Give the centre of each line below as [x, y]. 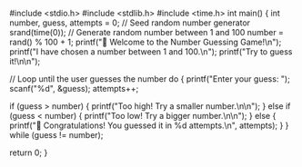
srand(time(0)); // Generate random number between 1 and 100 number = [147, 32]
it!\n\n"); [25, 61]
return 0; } [29, 152]
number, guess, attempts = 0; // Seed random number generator [130, 23]
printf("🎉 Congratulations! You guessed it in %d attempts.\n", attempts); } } [149, 125]
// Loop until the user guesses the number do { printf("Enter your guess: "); [150, 79]
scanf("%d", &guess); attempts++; [74, 88]
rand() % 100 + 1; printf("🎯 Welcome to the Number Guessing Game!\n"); [146, 42]
